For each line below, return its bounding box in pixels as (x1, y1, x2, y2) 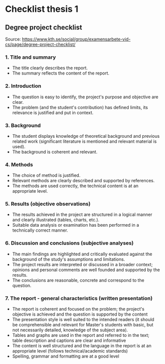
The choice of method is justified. (12, 172, 81, 178)
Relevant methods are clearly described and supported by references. (12, 178, 155, 184)
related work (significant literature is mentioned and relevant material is (12, 138, 157, 144)
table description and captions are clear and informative (12, 337, 127, 344)
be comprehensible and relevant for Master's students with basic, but (12, 322, 154, 328)
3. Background (5, 122, 41, 129)
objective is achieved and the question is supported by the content (12, 311, 148, 317)
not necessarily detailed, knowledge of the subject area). (12, 327, 128, 333)
